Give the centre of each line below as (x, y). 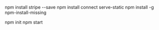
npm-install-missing (26, 12)
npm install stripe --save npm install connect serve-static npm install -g (79, 7)
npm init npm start (24, 22)
